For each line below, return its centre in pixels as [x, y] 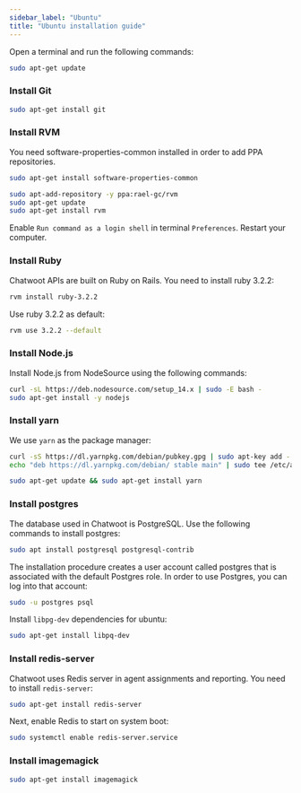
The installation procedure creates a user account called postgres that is [143, 567]
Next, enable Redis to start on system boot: [89, 721]
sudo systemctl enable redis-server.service [94, 738]
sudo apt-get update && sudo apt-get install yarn [106, 481]
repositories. [33, 161]
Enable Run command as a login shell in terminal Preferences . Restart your [147, 228]
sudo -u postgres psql [52, 602]
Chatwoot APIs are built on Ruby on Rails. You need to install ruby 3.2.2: [142, 280]
